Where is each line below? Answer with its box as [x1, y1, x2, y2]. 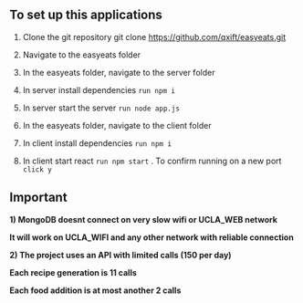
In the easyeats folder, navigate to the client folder [22, 120, 212, 131]
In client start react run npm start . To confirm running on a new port [22, 155, 282, 166]
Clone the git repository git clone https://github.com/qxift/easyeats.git [22, 31, 286, 42]
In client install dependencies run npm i [22, 137, 172, 149]
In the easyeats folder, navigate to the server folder [22, 67, 215, 78]
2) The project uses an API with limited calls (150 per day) [9, 249, 232, 260]
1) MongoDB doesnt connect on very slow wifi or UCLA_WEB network [9, 214, 278, 225]
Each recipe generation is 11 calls [9, 266, 137, 277]
